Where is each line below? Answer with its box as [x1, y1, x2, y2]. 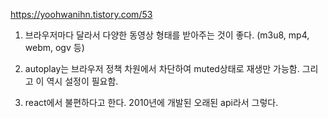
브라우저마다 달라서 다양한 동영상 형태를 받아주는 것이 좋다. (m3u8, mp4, [24, 29, 310, 41]
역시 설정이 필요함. [46, 75, 119, 87]
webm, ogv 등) [24, 42, 85, 53]
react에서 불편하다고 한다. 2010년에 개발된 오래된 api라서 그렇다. [24, 97, 279, 108]
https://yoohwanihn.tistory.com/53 [10, 9, 153, 20]
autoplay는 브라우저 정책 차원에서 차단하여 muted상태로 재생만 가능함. [24, 63, 300, 74]
